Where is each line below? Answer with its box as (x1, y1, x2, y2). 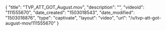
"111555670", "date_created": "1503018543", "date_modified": (5, 9, 135, 15)
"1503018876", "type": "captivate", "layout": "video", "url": (5, 15, 128, 20)
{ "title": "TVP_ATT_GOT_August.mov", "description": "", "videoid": (5, 4, 145, 10)
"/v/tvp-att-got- (128, 15, 161, 20)
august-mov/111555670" (5, 20, 56, 26)
